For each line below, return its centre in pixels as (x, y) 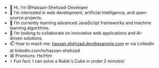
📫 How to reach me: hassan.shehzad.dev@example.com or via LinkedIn (82, 44)
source (17, 18)
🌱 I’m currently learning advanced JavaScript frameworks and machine (80, 23)
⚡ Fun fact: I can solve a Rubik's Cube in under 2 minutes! (67, 61)
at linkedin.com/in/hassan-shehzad (45, 50)
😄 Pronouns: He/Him (31, 56)
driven (16, 38)
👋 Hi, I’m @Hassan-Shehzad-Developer (49, 7)
